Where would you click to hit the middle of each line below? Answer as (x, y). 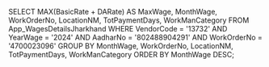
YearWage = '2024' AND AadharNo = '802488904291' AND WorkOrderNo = (135, 37)
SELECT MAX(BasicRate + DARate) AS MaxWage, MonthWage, (113, 12)
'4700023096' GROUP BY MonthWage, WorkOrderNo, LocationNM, (121, 46)
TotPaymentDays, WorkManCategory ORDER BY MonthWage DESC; (121, 54)
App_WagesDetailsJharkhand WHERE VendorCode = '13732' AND (118, 29)
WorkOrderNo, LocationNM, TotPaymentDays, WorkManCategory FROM (129, 20)
